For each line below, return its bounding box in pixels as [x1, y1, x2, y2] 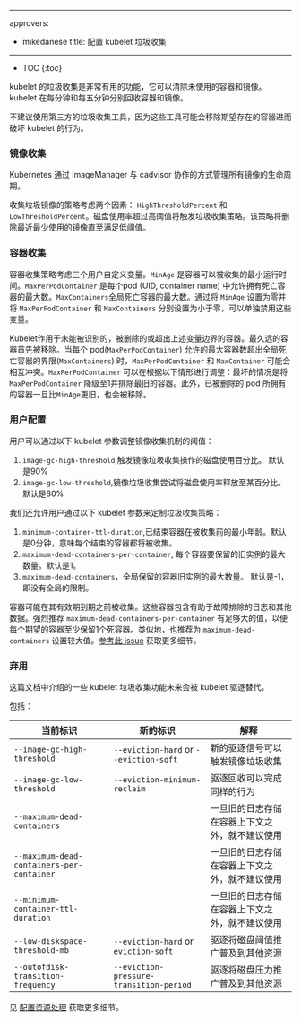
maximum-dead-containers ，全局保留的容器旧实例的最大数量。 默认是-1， [21, 571, 289, 581]
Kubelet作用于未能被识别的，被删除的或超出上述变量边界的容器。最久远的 [9, 333, 281, 344]
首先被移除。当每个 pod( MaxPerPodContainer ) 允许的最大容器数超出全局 [16, 344, 279, 354]
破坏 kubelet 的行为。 [9, 123, 89, 133]
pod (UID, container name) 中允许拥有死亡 [122, 280, 278, 291]
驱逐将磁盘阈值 [210, 934, 273, 947]
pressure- [113, 971, 155, 982]
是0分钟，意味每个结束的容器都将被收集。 [21, 537, 177, 548]
